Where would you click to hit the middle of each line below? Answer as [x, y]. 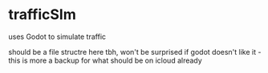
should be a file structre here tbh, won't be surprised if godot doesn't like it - [135, 52]
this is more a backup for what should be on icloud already [105, 60]
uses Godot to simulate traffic [57, 36]
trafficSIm [42, 15]
